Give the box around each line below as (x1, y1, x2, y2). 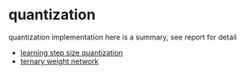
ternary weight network (19, 56, 99, 66)
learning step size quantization (19, 47, 123, 57)
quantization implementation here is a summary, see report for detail (8, 32, 237, 42)
